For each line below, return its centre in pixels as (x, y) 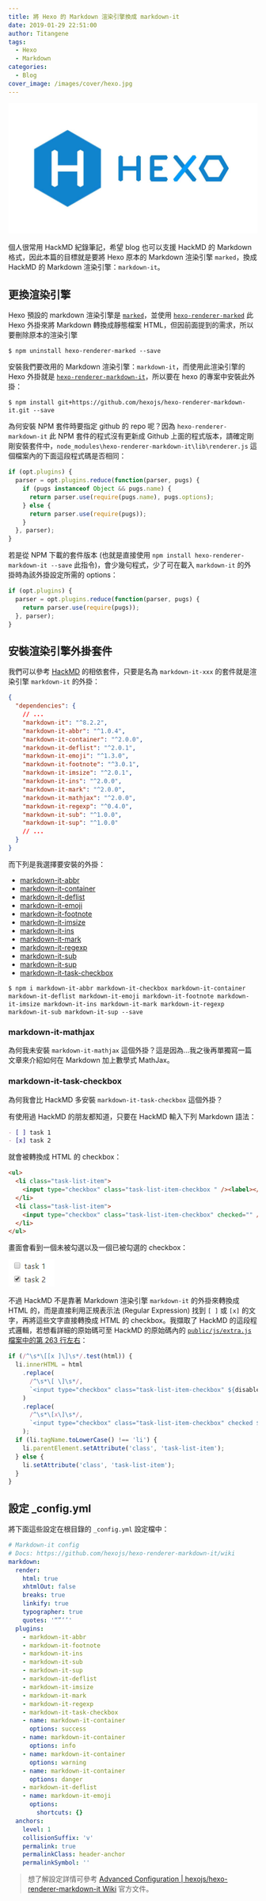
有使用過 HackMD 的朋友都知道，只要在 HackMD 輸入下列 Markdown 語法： (132, 1116)
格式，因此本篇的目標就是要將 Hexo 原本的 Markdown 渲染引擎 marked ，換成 (133, 257)
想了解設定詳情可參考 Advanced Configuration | (105, 1879)
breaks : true (44, 1595)
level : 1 (37, 1829)
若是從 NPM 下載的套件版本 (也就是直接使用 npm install (100, 555)
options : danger (56, 1779)
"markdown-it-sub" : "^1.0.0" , (72, 814)
